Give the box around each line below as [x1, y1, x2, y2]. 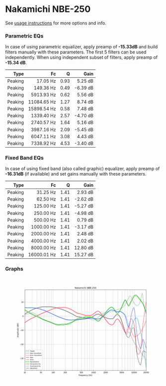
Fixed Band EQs [5, 154, 44, 161]
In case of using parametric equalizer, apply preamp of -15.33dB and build [5, 44, 158, 50]
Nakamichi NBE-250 [5, 3, 91, 15]
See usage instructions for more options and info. [5, 20, 107, 26]
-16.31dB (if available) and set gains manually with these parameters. [5, 171, 147, 177]
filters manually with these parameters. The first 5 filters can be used [5, 49, 147, 55]
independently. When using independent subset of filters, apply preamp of [5, 54, 158, 60]
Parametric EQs [5, 32, 44, 39]
